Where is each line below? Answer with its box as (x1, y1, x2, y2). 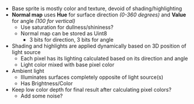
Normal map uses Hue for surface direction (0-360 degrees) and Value (11, 11, 186, 18)
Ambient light (11, 68, 44, 74)
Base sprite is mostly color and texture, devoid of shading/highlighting (11, 5, 182, 12)
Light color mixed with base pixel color (20, 61, 115, 68)
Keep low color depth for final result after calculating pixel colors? (11, 86, 172, 93)
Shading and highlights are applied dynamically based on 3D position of (11, 42, 187, 49)
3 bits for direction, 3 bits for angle (29, 36, 114, 43)
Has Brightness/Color (20, 80, 73, 87)
